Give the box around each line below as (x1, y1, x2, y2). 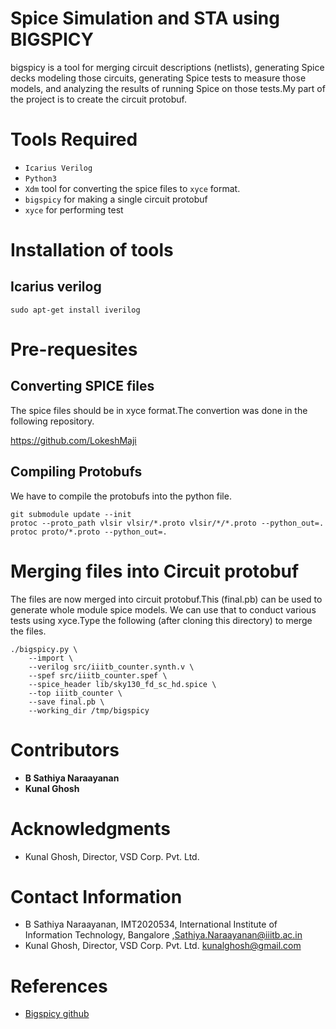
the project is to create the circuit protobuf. (10, 93, 187, 105)
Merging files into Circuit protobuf (10, 560, 300, 582)
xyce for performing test (24, 203, 124, 216)
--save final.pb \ (28, 697, 105, 707)
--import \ (28, 653, 74, 663)
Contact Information (10, 885, 183, 908)
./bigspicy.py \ (10, 644, 78, 654)
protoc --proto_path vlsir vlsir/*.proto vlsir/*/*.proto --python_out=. (10, 518, 325, 528)
